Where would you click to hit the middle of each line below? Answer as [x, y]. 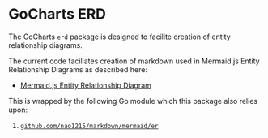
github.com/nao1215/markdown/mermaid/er [89, 126]
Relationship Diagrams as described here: [78, 69]
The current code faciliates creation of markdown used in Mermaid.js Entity [134, 61]
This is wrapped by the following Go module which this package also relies [133, 101]
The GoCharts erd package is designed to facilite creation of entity [119, 37]
